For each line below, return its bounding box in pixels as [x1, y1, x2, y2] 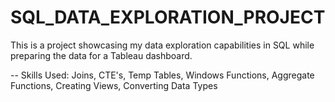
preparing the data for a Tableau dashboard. [10, 49, 193, 61]
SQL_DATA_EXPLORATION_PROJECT [10, 6, 326, 29]
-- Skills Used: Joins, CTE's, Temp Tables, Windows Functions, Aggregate [10, 69, 315, 81]
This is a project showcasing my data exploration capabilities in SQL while [10, 39, 315, 51]
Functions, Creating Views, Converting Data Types [10, 79, 218, 91]
